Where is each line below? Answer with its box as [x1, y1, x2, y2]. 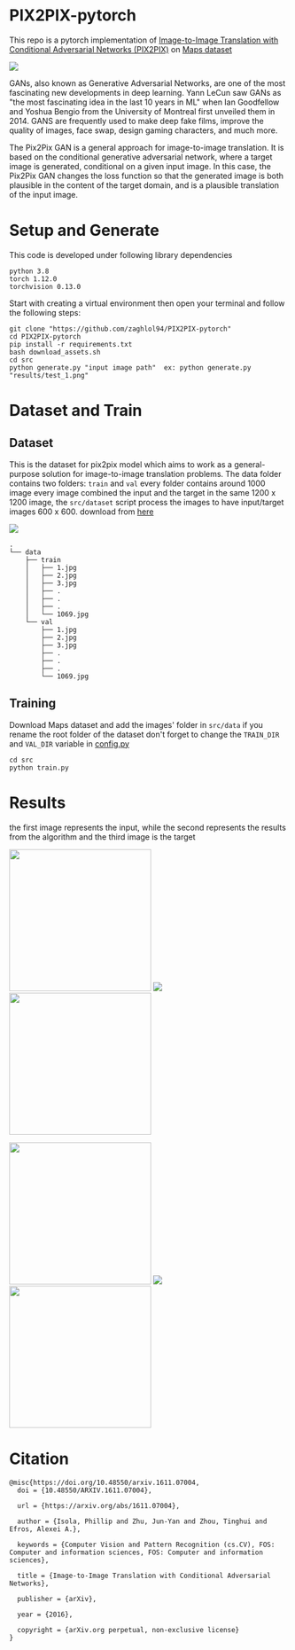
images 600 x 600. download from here [9, 506, 154, 517]
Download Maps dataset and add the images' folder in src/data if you [9, 719, 264, 730]
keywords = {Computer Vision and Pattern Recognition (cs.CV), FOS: [17, 1540, 276, 1549]
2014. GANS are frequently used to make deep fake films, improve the [9, 115, 264, 126]
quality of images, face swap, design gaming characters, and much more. [9, 125, 278, 136]
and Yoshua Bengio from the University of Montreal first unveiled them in [9, 106, 276, 116]
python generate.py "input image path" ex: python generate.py [9, 363, 252, 372]
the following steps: [9, 307, 82, 317]
